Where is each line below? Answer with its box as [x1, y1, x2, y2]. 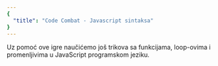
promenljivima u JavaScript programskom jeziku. [6, 50, 150, 59]
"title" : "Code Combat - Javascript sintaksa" [13, 17, 154, 24]
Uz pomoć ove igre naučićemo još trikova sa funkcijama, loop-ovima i [6, 43, 211, 52]
